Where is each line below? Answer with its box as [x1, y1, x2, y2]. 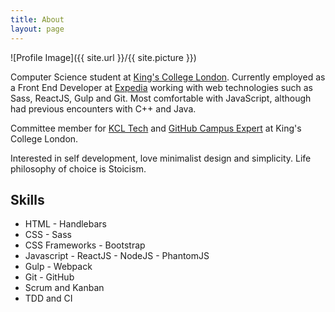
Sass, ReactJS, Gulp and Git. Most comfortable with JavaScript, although [10, 92, 312, 104]
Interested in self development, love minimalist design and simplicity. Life [10, 152, 312, 164]
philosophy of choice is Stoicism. [10, 162, 147, 175]
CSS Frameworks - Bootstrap [24, 239, 146, 251]
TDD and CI [24, 292, 73, 305]
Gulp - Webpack [24, 261, 93, 273]
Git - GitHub [24, 271, 75, 283]
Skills [10, 191, 45, 208]
